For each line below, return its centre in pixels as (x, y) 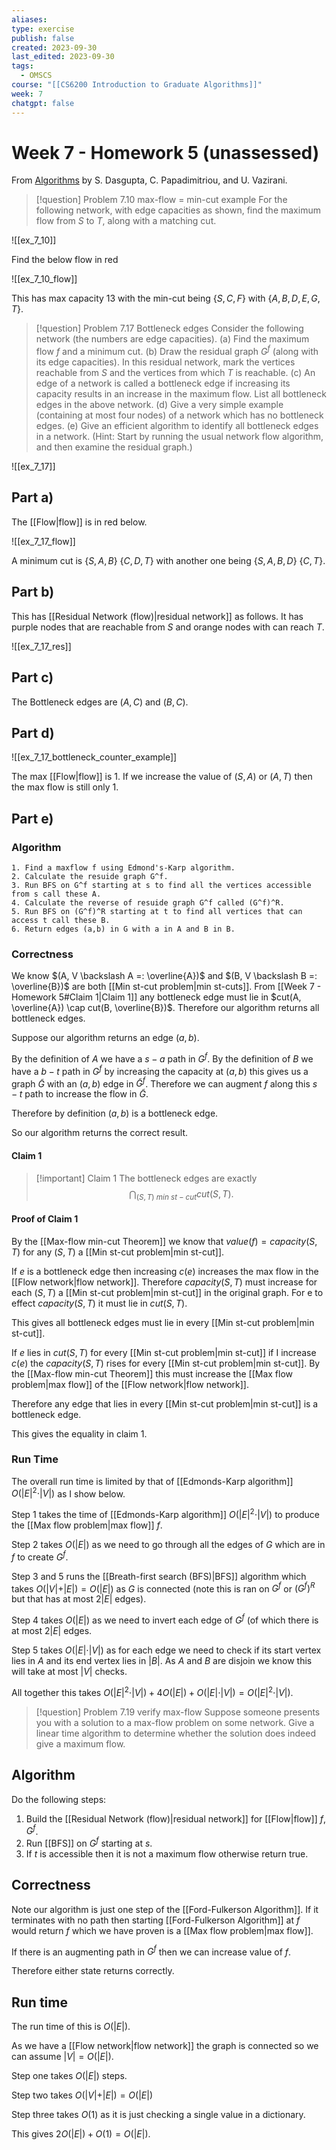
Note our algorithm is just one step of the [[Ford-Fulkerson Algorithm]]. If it (165, 1909)
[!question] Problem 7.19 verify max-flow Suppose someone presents (178, 1712)
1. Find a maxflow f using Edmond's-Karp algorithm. (123, 868)
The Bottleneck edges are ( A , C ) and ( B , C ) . (100, 702)
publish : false (43, 38)
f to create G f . (40, 1556)
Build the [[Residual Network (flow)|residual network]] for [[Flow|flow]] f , (175, 1818)
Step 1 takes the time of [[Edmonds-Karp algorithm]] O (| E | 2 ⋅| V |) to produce (165, 1514)
